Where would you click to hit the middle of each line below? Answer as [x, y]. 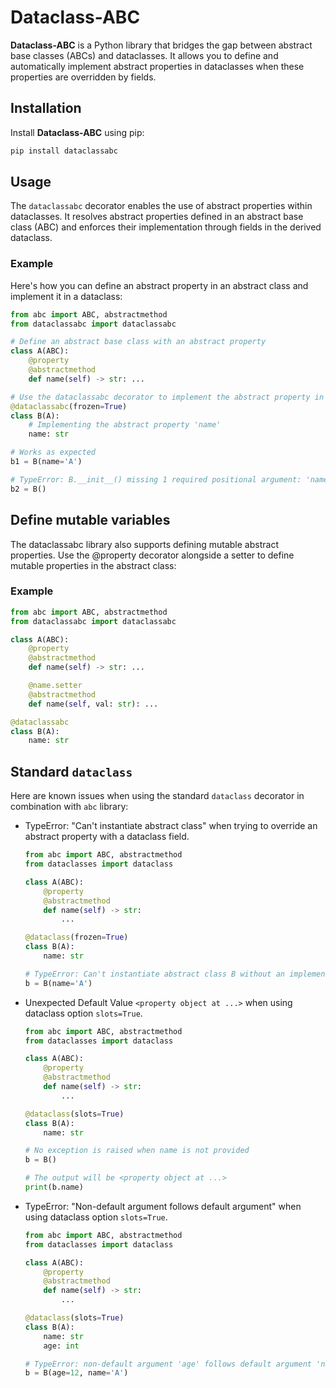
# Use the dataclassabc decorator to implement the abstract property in [167, 397]
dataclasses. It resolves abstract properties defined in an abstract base [157, 217]
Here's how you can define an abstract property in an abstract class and [159, 285]
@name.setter [55, 686]
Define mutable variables [90, 520]
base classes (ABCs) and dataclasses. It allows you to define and [144, 55]
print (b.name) [54, 1187]
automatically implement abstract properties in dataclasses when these [157, 66]
